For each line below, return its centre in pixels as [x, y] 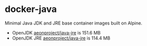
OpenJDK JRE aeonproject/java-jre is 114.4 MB [61, 38]
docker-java [31, 9]
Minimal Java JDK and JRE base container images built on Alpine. [74, 23]
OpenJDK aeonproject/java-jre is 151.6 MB [56, 32]
